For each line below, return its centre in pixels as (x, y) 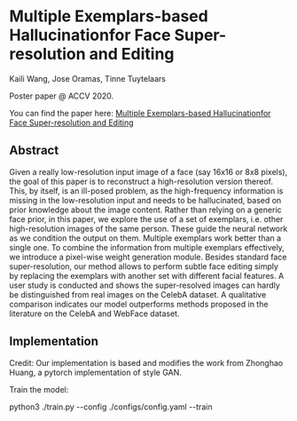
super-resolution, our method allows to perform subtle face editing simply (144, 266)
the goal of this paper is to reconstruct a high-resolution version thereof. (141, 181)
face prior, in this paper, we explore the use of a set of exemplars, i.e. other (146, 218)
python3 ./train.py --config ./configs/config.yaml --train (111, 407)
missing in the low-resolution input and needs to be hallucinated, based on (145, 200)
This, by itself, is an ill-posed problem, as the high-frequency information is (146, 191)
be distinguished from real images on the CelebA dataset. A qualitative (138, 294)
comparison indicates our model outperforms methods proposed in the (139, 304)
